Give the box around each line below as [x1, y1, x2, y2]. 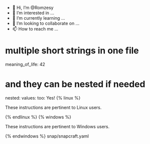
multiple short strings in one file [5, 45, 139, 56]
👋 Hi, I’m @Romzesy [12, 5, 53, 10]
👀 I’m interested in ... [12, 10, 54, 16]
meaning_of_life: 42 [5, 61, 46, 67]
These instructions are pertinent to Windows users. [5, 123, 110, 129]
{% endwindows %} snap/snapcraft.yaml [5, 133, 89, 139]
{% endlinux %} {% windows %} [5, 114, 72, 120]
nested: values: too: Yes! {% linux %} [5, 95, 81, 101]
